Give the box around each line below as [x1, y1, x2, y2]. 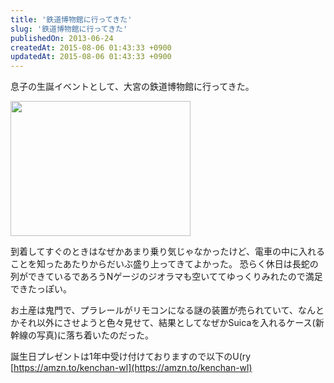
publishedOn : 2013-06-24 [10, 33, 114, 43]
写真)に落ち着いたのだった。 [36, 329, 155, 341]
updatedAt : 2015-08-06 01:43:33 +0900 [10, 52, 172, 62]
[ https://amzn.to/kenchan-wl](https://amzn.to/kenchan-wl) [10, 362, 253, 374]
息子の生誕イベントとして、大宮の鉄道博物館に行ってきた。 [10, 81, 255, 93]
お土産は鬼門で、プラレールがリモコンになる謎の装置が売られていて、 [10, 304, 298, 316]
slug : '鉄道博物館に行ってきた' [10, 24, 128, 34]
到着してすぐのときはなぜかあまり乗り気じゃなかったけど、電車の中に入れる [10, 246, 325, 258]
